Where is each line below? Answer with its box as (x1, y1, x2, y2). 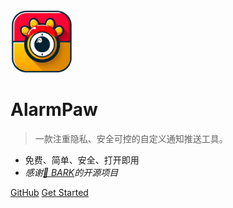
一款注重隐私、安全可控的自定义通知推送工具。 (34, 132, 228, 144)
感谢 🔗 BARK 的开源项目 (24, 166, 119, 178)
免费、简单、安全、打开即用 (24, 154, 140, 166)
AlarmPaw (10, 99, 98, 121)
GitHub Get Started (10, 186, 89, 198)
